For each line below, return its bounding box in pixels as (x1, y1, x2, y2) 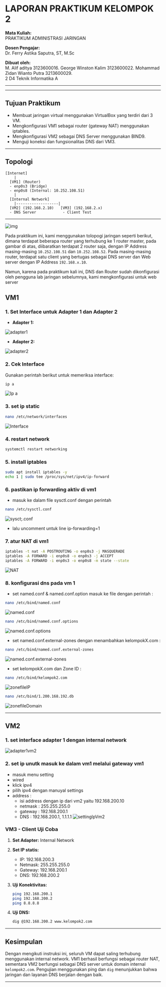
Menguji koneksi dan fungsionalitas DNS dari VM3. (12, 138, 116, 144)
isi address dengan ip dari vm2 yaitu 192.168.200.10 (19, 798, 124, 804)
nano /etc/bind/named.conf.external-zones (5, 647, 94, 652)
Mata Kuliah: (5, 30, 32, 36)
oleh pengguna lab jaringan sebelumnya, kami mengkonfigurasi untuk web (5, 274, 157, 280)
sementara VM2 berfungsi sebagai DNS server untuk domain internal (5, 961, 146, 967)
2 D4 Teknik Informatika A (5, 75, 58, 81)
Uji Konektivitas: (12, 881, 47, 887)
